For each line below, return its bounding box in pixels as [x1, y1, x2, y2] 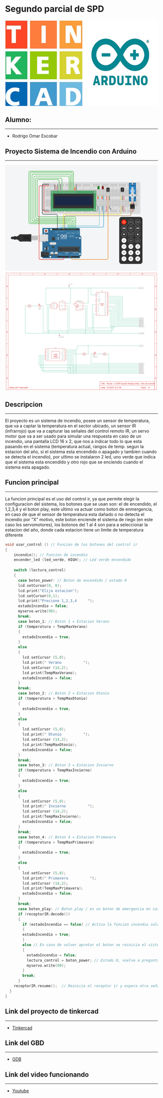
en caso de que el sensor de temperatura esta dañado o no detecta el [5, 511, 145, 517]
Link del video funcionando [5, 1070, 89, 1079]
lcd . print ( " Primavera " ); [22, 876, 97, 880]
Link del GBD [5, 1039, 45, 1047]
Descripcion [5, 400, 43, 408]
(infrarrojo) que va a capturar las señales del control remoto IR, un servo [5, 428, 149, 434]
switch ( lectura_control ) [14, 568, 66, 573]
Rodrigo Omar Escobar [12, 133, 58, 139]
